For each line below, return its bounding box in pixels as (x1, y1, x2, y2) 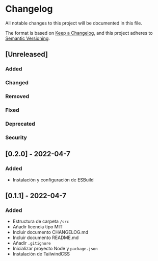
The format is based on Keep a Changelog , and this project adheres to (5, 30, 153, 36)
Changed (5, 79, 29, 86)
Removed (5, 93, 30, 100)
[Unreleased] (5, 50, 48, 59)
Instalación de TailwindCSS (12, 251, 70, 257)
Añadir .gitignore (12, 240, 51, 246)
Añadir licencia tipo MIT (12, 224, 63, 230)
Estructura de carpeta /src (12, 218, 69, 225)
